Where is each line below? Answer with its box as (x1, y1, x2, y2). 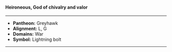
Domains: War (12, 31, 44, 37)
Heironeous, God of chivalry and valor (5, 4, 88, 10)
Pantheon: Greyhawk (12, 20, 58, 27)
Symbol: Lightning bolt (12, 36, 61, 43)
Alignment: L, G (12, 25, 47, 32)
